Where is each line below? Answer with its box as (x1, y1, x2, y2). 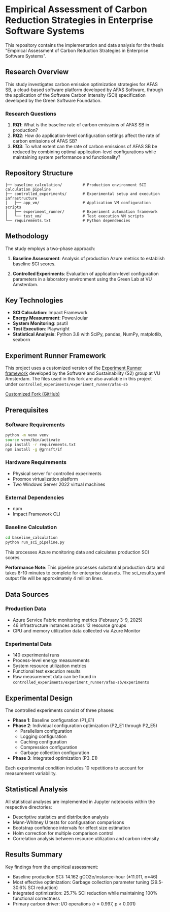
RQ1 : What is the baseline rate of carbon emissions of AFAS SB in (12, 122, 150, 128)
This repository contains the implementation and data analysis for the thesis (5, 42, 164, 48)
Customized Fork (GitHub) (5, 391, 60, 397)
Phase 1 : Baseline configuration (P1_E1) (12, 717, 95, 723)
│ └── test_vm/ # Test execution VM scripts (5, 213, 144, 218)
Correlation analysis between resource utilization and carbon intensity (12, 835, 159, 841)
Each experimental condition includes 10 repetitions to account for (5, 765, 144, 771)
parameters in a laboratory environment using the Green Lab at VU (12, 276, 152, 282)
